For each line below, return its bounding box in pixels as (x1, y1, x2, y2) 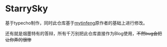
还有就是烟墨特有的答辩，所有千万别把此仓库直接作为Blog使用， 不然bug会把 (5, 30, 162, 36)
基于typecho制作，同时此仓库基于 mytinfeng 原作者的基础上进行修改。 (5, 20, 148, 26)
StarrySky (5, 3, 48, 14)
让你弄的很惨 (5, 37, 31, 43)
